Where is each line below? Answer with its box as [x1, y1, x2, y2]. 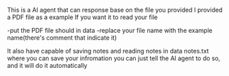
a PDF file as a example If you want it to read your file [7, 13, 158, 21]
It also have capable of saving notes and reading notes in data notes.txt [7, 47, 209, 55]
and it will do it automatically [7, 62, 88, 69]
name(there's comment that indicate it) [7, 34, 117, 42]
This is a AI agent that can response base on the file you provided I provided [7, 6, 223, 14]
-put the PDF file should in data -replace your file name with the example [7, 27, 213, 34]
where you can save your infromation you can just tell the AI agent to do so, [7, 54, 221, 62]
